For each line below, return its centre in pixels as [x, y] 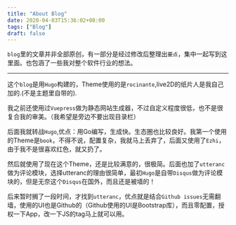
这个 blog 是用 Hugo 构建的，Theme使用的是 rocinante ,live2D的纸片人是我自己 [116, 84]
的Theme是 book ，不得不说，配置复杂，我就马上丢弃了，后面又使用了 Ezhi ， [116, 140]
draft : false [26, 33]
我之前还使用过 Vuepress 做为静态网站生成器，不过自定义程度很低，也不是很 [115, 108]
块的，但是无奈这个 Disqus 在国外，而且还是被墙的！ [81, 182]
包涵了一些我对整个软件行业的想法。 [84, 63]
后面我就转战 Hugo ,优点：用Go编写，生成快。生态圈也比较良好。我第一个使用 [117, 132]
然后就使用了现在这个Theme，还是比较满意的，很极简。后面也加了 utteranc [116, 164]
